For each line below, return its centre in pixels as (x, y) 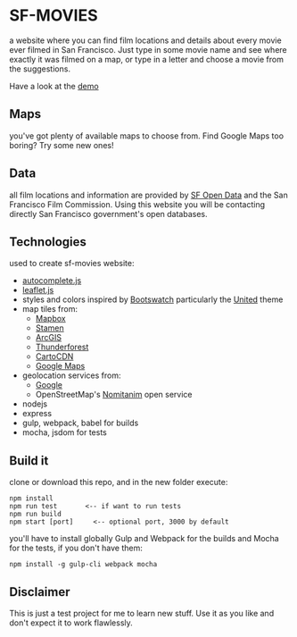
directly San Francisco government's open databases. (108, 214)
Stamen (49, 328)
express (37, 414)
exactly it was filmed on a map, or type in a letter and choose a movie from (146, 59)
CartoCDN (54, 356)
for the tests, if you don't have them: (76, 548)
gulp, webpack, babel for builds (80, 423)
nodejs (34, 404)
